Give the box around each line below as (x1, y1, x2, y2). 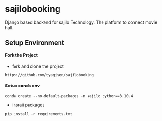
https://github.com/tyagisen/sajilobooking (5, 72, 94, 77)
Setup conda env (5, 83, 40, 88)
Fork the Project (5, 52, 38, 58)
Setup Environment (5, 39, 64, 47)
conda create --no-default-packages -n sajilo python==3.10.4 (5, 93, 133, 98)
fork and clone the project (12, 63, 64, 69)
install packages (12, 102, 45, 108)
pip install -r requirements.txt (5, 111, 73, 116)
